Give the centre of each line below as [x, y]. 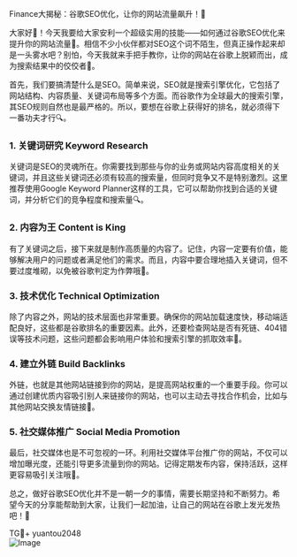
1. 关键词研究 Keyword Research [79, 145]
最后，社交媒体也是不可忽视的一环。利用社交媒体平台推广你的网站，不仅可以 [148, 453]
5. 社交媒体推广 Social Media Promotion [95, 432]
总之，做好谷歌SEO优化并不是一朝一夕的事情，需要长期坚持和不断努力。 [141, 493]
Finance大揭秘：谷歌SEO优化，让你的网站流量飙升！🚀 [107, 14]
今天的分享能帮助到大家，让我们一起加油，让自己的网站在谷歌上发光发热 [148, 505]
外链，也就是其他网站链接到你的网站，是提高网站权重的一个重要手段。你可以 [148, 385]
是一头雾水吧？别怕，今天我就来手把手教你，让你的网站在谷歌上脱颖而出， [145, 55]
